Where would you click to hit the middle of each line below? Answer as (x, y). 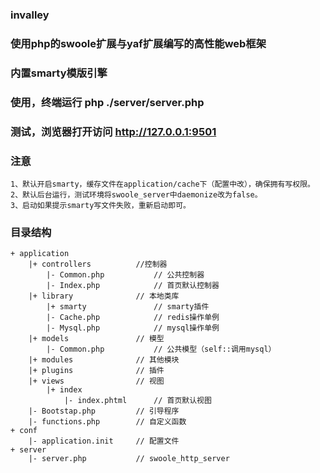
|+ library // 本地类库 (104, 296)
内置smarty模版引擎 (59, 73)
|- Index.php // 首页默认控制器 (133, 286)
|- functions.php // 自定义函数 (107, 422)
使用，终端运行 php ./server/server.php (107, 102)
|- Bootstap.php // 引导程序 (104, 411)
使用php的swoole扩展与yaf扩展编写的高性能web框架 (138, 43)
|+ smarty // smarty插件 (128, 307)
